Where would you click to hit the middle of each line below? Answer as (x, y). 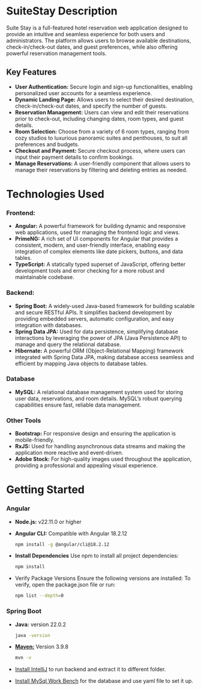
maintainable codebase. (44, 277)
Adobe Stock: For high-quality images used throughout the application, (103, 459)
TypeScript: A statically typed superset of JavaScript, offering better (100, 264)
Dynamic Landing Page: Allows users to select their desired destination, (104, 99)
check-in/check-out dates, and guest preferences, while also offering (92, 47)
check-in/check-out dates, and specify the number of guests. (91, 106)
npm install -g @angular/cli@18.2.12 (62, 544)
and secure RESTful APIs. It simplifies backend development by (93, 312)
